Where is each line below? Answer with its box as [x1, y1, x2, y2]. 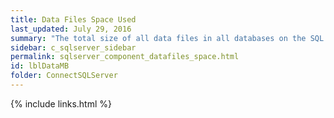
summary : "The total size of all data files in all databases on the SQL [10, 33, 325, 43]
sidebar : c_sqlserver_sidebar [10, 42, 137, 53]
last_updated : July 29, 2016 [10, 24, 132, 34]
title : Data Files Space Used [10, 14, 137, 25]
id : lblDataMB [10, 61, 70, 71]
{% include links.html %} [10, 97, 112, 110]
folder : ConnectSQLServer [10, 71, 118, 81]
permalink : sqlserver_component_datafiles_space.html [10, 52, 240, 62]
